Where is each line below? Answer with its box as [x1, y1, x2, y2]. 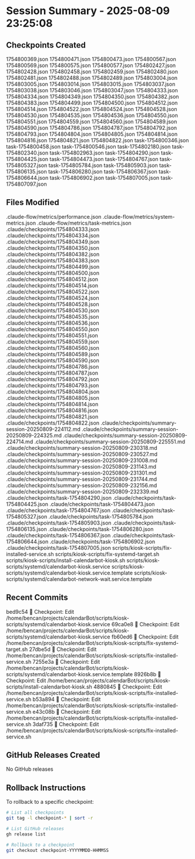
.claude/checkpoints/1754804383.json [6, 257, 100, 264]
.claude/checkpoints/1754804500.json [6, 269, 100, 276]
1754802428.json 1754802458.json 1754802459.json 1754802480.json [6, 68, 178, 75]
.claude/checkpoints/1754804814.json [6, 400, 99, 407]
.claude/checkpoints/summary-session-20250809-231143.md [6, 463, 157, 470]
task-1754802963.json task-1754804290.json [49, 149, 160, 156]
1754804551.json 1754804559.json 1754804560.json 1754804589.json [6, 118, 177, 125]
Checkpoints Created [6, 40, 86, 50]
